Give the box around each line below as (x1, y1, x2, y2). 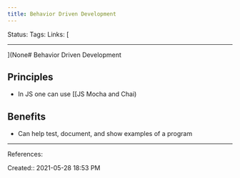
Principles (7, 71, 54, 83)
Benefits (7, 110, 46, 122)
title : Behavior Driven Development (7, 10, 116, 18)
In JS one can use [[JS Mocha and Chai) (17, 90, 137, 98)
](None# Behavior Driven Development (7, 51, 121, 59)
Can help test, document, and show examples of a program (17, 130, 193, 138)
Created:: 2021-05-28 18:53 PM (7, 164, 101, 172)
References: (7, 150, 43, 159)
